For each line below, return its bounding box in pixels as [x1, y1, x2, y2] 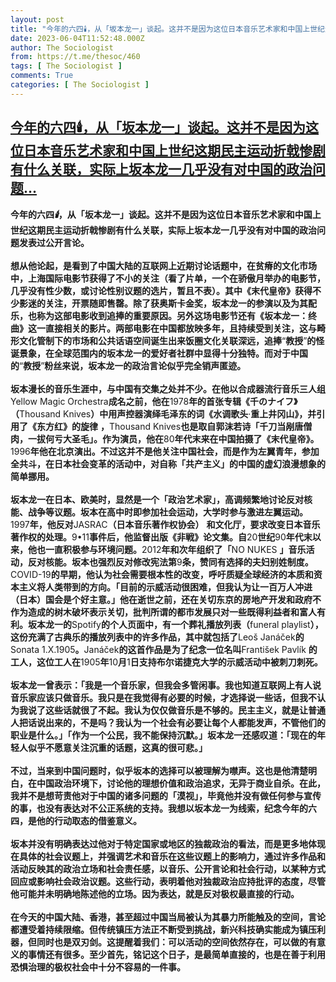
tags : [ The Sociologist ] [10, 61, 123, 71]
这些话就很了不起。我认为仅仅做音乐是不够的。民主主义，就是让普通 [44, 704, 326, 716]
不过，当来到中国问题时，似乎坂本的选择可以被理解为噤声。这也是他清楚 [10, 764, 308, 776]
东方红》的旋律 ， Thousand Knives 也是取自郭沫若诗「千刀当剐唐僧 [36, 420, 313, 432]
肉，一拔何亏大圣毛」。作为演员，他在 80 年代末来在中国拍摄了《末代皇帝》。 [10, 432, 320, 445]
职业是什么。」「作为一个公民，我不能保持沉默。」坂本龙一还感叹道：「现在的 [10, 729, 317, 741]
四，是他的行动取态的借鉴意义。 [10, 814, 142, 826]
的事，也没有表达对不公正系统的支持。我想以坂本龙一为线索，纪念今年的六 [10, 802, 317, 814]
